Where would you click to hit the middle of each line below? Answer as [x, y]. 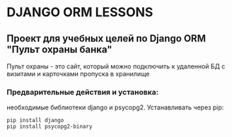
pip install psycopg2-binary [50, 127]
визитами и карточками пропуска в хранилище [78, 74]
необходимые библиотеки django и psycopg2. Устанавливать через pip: [115, 107]
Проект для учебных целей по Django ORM [106, 38]
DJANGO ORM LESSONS [80, 12]
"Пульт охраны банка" [59, 49]
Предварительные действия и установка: [83, 92]
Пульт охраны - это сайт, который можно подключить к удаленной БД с [116, 66]
